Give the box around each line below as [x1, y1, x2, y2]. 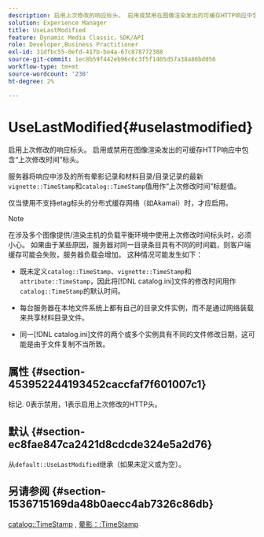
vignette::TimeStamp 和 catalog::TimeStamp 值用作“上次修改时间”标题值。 [8, 182, 241, 191]
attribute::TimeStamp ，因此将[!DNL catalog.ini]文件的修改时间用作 [19, 276, 236, 286]
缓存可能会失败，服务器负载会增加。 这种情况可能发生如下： [8, 250, 203, 260]
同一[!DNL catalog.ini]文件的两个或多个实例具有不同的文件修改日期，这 [19, 330, 249, 339]
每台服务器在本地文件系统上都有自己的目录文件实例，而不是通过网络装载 [19, 303, 254, 313]
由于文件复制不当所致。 [33, 339, 110, 349]
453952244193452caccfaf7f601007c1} [8, 377, 207, 391]
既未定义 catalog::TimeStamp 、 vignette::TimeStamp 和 [19, 267, 192, 276]
